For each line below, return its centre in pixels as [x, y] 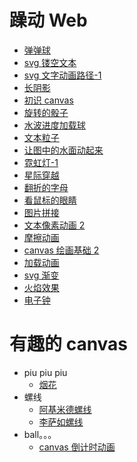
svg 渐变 [41, 275]
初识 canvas [48, 100]
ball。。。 [40, 434]
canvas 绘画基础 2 [61, 250]
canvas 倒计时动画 [77, 447]
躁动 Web [48, 20]
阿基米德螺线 [65, 409]
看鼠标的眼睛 [50, 200]
